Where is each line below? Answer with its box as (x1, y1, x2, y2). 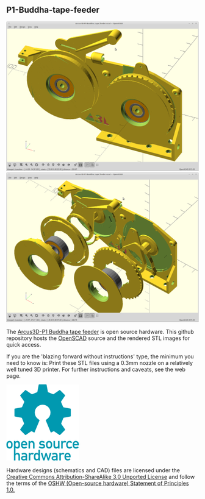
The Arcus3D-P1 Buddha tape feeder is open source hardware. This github (6, 328, 194, 336)
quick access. (6, 341, 41, 349)
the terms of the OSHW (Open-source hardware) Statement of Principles (6, 480, 189, 487)
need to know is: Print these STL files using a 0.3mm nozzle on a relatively (6, 359, 193, 367)
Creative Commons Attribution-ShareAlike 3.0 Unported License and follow (6, 473, 195, 481)
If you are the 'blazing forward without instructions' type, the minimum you (6, 353, 194, 360)
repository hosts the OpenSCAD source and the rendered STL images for (6, 334, 190, 342)
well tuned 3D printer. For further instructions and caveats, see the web (6, 366, 186, 373)
